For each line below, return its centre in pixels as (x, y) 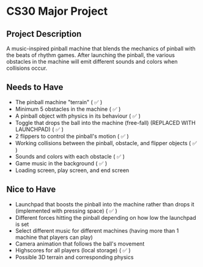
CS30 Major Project (57, 11)
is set (22, 224)
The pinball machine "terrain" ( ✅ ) (59, 102)
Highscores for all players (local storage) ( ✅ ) (73, 250)
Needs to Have (35, 87)
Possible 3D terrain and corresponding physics (74, 257)
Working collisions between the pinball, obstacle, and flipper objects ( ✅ (106, 143)
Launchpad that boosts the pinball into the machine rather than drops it (105, 204)
